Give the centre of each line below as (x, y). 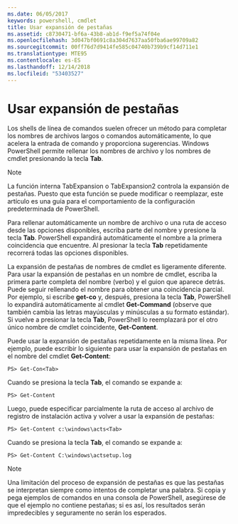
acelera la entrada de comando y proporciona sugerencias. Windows (108, 144)
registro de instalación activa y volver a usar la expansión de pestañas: (111, 416)
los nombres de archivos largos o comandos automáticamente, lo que (109, 136)
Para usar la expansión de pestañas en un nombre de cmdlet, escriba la (112, 274)
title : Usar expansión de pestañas (60, 27)
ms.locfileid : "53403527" (45, 73)
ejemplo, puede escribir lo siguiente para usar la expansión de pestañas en (117, 349)
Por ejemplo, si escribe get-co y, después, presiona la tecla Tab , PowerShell (119, 297)
